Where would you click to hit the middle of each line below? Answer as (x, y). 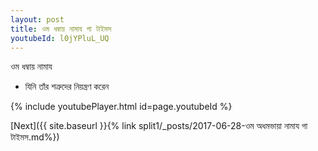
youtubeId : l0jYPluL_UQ (60, 38)
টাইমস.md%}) (35, 137)
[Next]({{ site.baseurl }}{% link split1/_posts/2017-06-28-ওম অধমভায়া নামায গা (159, 126)
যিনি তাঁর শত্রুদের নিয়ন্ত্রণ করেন (67, 87)
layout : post (37, 19)
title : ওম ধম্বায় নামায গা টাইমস (61, 29)
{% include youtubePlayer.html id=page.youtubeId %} (121, 107)
